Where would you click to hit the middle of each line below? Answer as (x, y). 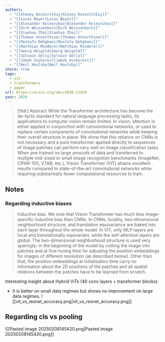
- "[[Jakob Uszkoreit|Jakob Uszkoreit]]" (53, 60)
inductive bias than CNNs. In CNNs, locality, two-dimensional (97, 219)
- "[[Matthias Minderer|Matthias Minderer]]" (57, 46)
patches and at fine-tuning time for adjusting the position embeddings (88, 251)
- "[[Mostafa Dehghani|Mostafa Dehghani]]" (55, 42)
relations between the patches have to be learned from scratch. (82, 271)
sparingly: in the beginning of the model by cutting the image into (83, 245)
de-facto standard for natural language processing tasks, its (78, 116)
